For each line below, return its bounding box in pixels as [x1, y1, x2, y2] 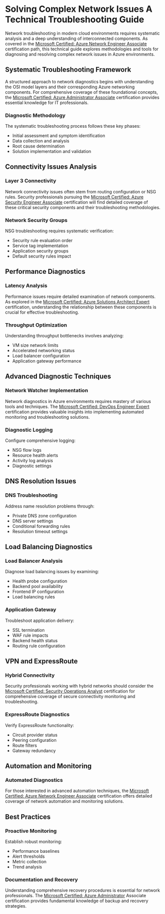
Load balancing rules [12, 594, 55, 600]
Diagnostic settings [12, 463, 52, 469]
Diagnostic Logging [5, 426, 53, 433]
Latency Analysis [5, 282, 48, 289]
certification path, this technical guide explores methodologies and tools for [5, 46, 159, 52]
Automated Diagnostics [5, 776, 63, 783]
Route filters [12, 742, 37, 748]
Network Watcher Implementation [5, 387, 89, 394]
